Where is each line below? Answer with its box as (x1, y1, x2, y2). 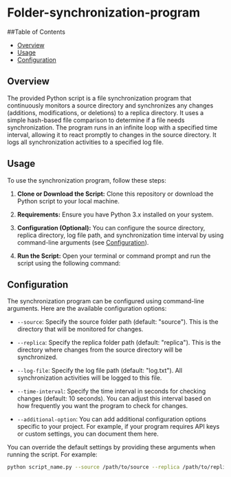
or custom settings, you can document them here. (16, 429, 159, 438)
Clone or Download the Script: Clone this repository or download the (16, 190, 214, 198)
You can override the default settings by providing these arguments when (7, 443, 216, 451)
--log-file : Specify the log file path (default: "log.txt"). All (16, 367, 183, 375)
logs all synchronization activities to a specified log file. (7, 138, 164, 146)
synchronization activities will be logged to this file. (16, 374, 162, 382)
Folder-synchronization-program (7, 5, 201, 21)
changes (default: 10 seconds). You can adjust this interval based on (16, 394, 211, 403)
